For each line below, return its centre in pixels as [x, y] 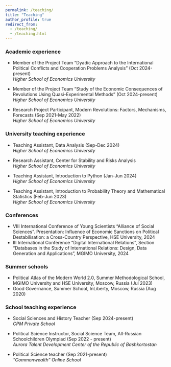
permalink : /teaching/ [29, 10]
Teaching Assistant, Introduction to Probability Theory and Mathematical [89, 191]
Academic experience [33, 52]
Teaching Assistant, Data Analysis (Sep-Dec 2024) [66, 145]
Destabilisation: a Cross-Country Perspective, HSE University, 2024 [84, 237]
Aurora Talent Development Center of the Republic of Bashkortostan [85, 345]
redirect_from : [21, 24]
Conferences [22, 215]
